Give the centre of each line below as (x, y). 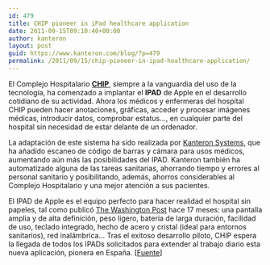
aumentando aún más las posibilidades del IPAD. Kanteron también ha (124, 159)
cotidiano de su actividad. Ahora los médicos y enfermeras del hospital (126, 101)
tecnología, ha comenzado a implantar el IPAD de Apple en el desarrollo (128, 92)
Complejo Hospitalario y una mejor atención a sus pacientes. (109, 185)
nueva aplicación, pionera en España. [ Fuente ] (85, 252)
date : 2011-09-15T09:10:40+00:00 (64, 31)
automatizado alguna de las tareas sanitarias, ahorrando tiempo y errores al (134, 168)
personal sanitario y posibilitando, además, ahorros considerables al (122, 177)
